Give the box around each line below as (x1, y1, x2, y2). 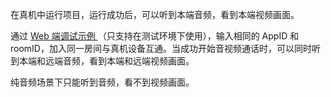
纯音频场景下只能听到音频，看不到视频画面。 (10, 76, 195, 88)
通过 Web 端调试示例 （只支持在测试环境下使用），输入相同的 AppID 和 (10, 30, 300, 42)
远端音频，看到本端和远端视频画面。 (44, 55, 195, 67)
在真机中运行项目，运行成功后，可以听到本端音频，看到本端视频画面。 (10, 9, 300, 20)
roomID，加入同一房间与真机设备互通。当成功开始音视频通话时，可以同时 (10, 43, 312, 54)
